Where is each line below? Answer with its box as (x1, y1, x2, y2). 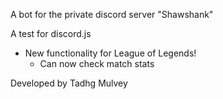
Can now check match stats (39, 58, 155, 69)
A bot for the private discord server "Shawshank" (10, 9, 214, 20)
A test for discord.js (10, 28, 92, 39)
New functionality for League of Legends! (24, 47, 197, 59)
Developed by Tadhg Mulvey (10, 77, 128, 89)
